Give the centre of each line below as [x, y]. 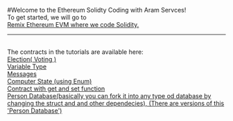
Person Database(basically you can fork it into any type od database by [109, 96]
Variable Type [27, 66]
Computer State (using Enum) [50, 81]
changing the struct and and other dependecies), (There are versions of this [116, 103]
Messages [22, 74]
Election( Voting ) [32, 59]
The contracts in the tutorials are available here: [75, 52]
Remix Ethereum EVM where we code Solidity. [73, 25]
